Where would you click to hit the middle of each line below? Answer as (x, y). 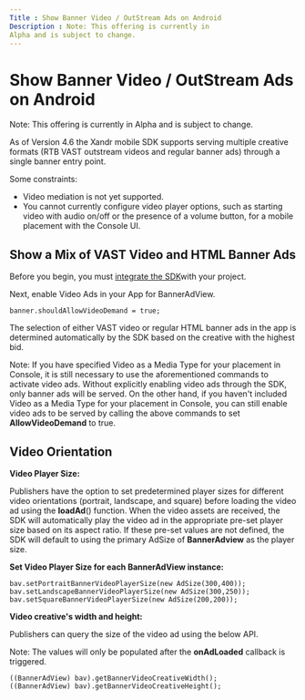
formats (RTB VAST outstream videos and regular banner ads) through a (145, 152)
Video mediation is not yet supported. (93, 197)
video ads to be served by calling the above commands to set (125, 413)
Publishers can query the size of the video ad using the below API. (134, 633)
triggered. (28, 661)
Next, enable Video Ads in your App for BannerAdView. (112, 294)
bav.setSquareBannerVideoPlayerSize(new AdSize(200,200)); (124, 599)
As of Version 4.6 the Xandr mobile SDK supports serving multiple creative (149, 142)
